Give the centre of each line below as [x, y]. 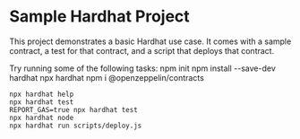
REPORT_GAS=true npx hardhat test [74, 109]
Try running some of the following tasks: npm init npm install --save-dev [142, 68]
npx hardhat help [42, 94]
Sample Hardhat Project [99, 17]
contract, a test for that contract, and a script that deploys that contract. [142, 50]
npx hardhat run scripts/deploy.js [76, 126]
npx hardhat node [42, 117]
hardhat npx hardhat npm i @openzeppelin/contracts [107, 77]
